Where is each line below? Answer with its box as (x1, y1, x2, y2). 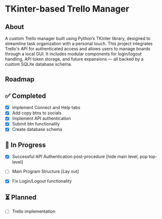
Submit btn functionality (12, 121, 60, 127)
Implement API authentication (12, 115, 71, 122)
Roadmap (5, 75, 35, 83)
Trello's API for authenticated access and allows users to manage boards (5, 46, 151, 51)
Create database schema (12, 126, 62, 132)
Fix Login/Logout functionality (12, 178, 72, 184)
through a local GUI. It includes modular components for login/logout (5, 51, 142, 57)
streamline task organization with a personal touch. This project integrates (5, 41, 153, 47)
